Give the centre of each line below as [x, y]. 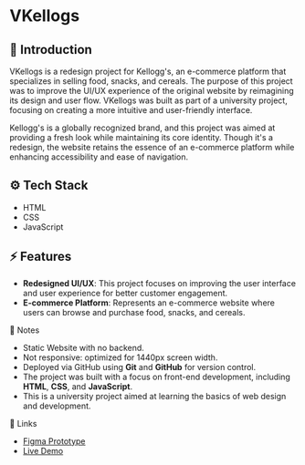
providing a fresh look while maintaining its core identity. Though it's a [142, 137]
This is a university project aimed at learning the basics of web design [154, 396]
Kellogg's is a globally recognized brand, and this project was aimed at [142, 128]
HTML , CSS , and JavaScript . [78, 386]
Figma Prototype [54, 441]
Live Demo [43, 450]
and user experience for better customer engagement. [125, 293]
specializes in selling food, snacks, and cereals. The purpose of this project [152, 81]
